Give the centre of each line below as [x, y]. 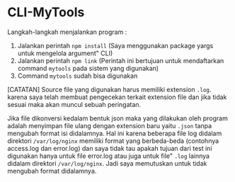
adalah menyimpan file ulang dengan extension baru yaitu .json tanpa [110, 125]
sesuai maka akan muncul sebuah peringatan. [74, 104]
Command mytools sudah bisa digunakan [78, 76]
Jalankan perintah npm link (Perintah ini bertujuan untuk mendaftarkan [121, 60]
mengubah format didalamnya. [52, 171]
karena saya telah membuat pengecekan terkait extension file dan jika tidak [117, 97]
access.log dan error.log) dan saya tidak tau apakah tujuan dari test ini [110, 148]
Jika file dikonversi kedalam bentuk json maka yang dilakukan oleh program [117, 118]
